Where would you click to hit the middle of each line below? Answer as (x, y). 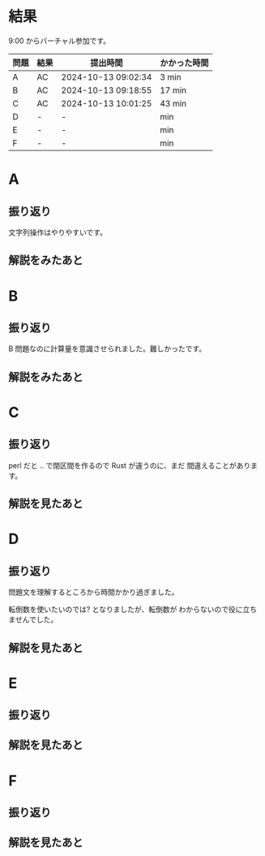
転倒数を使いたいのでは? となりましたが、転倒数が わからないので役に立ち (133, 610)
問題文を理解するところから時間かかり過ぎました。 (94, 592)
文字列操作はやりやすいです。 (58, 232)
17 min (173, 90)
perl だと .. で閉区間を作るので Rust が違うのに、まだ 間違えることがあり (130, 465)
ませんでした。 (33, 619)
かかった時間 (184, 63)
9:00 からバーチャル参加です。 (60, 41)
